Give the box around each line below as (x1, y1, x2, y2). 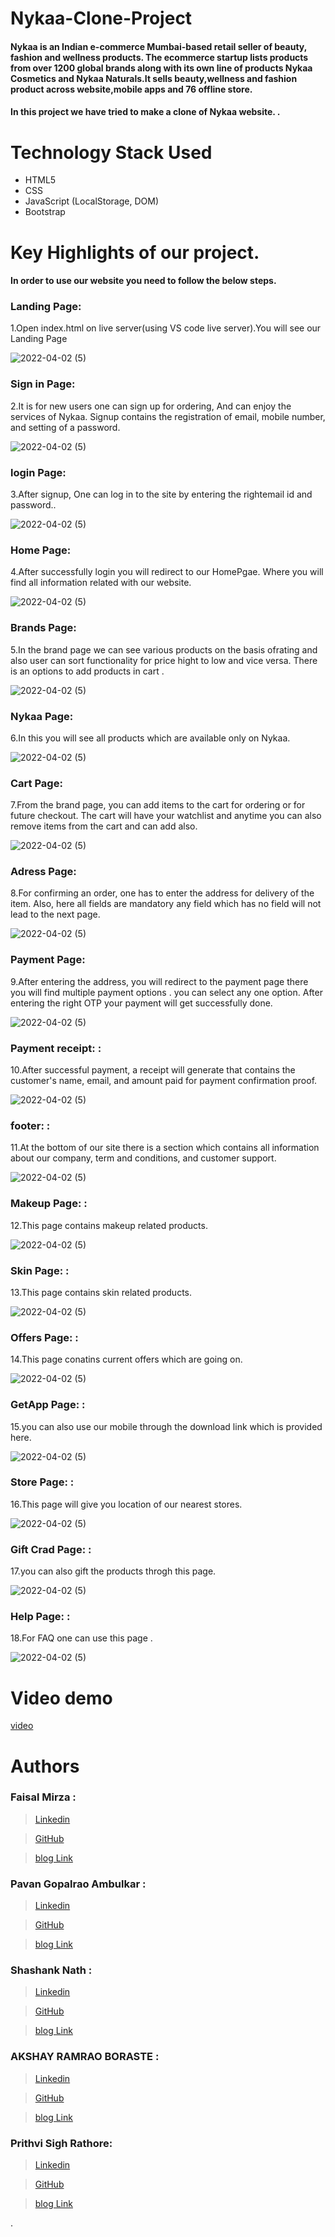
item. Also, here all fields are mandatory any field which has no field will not (10, 898, 322, 910)
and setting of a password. (10, 421, 121, 433)
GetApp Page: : (10, 1398, 86, 1412)
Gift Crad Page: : (10, 1542, 92, 1556)
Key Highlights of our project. (10, 241, 260, 264)
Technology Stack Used (10, 141, 213, 164)
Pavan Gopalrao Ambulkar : (10, 1877, 147, 1891)
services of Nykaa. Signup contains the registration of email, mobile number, (10, 410, 326, 422)
